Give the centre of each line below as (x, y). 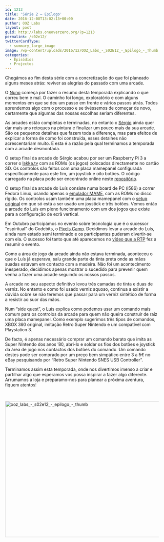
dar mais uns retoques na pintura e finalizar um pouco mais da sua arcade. (80, 128)
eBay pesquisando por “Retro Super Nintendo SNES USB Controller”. (74, 360)
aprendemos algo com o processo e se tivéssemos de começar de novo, (78, 108)
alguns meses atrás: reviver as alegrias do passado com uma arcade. (75, 83)
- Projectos (22, 64)
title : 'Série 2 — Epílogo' (34, 14)
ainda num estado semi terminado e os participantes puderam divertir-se (79, 234)
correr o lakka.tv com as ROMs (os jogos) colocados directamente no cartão (82, 163)
